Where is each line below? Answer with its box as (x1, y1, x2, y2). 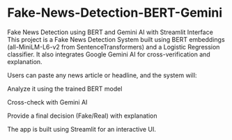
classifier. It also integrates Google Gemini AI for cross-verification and (7, 50, 210, 59)
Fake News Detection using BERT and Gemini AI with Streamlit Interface (7, 28, 214, 36)
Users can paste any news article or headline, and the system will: (7, 71, 197, 79)
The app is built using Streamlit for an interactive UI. (7, 125, 157, 133)
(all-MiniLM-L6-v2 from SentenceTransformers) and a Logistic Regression (7, 42, 220, 51)
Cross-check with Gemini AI (7, 98, 88, 106)
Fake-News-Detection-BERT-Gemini (7, 5, 223, 21)
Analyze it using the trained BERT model (7, 84, 123, 93)
